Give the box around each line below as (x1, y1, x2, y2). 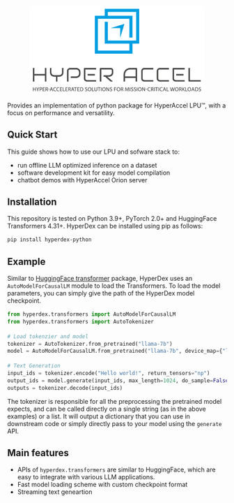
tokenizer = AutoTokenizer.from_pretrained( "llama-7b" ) (7, 340, 173, 347)
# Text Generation (7, 363, 61, 370)
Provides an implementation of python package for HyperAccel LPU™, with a (7, 101, 226, 110)
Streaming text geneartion (17, 488, 93, 496)
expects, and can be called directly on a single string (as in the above (7, 404, 207, 413)
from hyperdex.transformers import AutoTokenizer (7, 318, 155, 325)
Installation (7, 196, 57, 207)
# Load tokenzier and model (7, 333, 89, 340)
